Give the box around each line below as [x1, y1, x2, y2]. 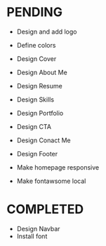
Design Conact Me [16, 136, 71, 144]
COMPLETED [6, 201, 84, 217]
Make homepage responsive [16, 163, 100, 172]
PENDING [6, 4, 62, 20]
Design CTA [16, 122, 52, 130]
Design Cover [16, 54, 57, 63]
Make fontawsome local [16, 177, 86, 185]
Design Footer [16, 149, 58, 158]
